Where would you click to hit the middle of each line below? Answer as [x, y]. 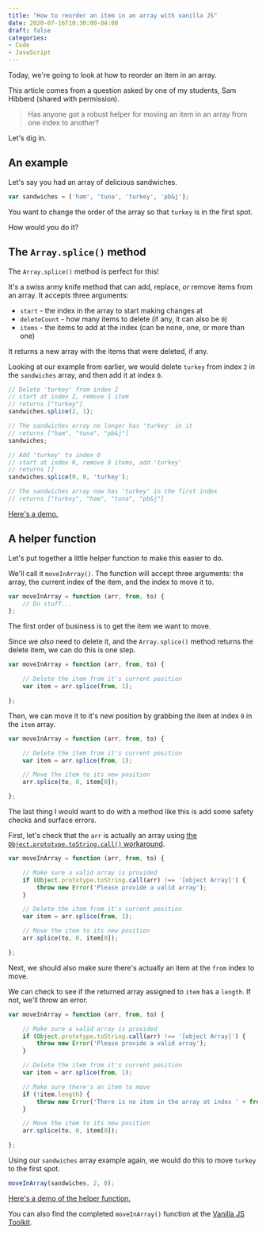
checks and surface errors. [52, 820]
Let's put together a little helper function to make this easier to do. [116, 558]
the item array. [32, 724]
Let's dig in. [27, 138]
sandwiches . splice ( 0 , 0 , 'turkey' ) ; [68, 477]
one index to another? [63, 123]
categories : [28, 38]
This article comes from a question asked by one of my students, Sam [122, 90]
